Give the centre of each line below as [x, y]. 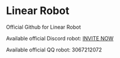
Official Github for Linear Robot [44, 27]
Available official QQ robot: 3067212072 [54, 50]
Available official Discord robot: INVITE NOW [60, 38]
